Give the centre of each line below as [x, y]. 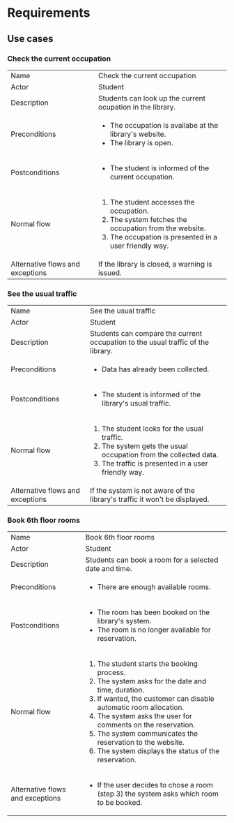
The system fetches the [149, 219]
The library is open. [142, 142]
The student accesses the [153, 202]
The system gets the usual [145, 446]
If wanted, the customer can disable [156, 699]
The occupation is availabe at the [164, 125]
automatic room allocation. [141, 708]
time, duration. [121, 690]
